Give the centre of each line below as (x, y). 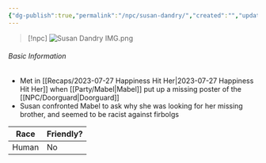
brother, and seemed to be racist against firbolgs (99, 114)
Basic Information (37, 56)
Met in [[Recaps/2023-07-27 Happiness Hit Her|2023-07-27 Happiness (137, 81)
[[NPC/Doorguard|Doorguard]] (70, 97)
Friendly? (65, 134)
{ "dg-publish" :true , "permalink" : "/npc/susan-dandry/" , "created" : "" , (123, 15)
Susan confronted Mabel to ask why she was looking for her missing (131, 106)
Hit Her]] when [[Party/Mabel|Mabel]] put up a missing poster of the (131, 89)
